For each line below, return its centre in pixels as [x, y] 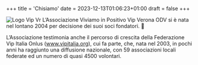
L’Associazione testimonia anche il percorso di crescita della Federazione [95, 37]
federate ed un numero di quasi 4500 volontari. [64, 56]
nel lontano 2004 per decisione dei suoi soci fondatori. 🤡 [75, 26]
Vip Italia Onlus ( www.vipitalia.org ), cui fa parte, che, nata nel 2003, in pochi [99, 44]
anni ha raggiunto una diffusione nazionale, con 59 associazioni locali [91, 50]
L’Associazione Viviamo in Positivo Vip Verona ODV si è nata [116, 20]
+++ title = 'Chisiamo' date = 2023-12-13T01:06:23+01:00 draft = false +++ [98, 8]
